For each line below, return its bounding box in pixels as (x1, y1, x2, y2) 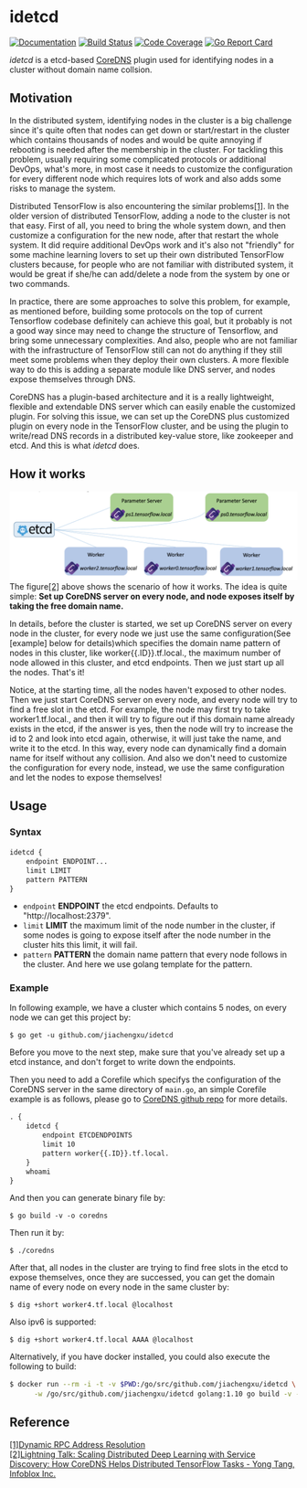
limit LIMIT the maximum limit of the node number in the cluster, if (22, 919, 276, 930)
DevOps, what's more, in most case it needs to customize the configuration (9, 163, 293, 175)
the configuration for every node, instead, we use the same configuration (9, 762, 285, 773)
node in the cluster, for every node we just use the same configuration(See (9, 628, 291, 639)
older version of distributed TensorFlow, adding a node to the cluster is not (9, 210, 291, 221)
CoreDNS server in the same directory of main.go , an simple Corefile (9, 1084, 267, 1095)
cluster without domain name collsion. (9, 64, 153, 75)
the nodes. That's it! (9, 667, 85, 678)
